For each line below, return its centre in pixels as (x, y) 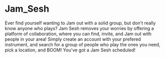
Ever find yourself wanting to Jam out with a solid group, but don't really (80, 23)
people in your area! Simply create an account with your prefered (73, 39)
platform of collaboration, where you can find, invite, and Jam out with (78, 34)
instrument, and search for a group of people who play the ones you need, (82, 44)
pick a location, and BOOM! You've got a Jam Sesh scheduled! (70, 50)
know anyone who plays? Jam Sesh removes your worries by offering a (79, 28)
